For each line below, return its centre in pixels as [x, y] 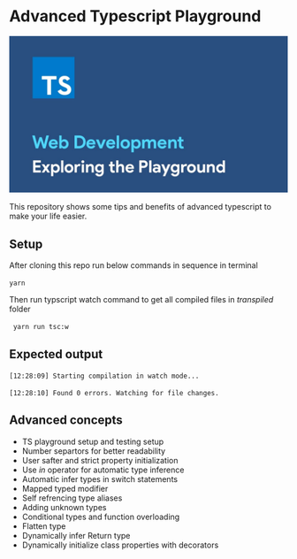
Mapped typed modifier [65, 488]
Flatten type [44, 526]
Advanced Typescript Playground [135, 16]
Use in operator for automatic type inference [103, 470]
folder [20, 309]
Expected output [56, 354]
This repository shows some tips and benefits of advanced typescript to [141, 207]
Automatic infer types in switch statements [100, 479]
